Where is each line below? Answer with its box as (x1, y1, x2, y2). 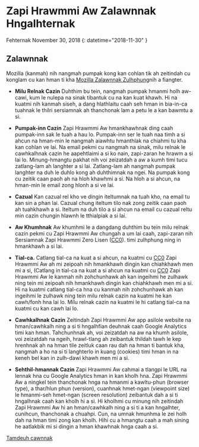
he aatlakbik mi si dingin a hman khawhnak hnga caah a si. (14, 423, 159, 430)
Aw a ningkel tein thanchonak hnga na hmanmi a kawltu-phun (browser (14, 378, 189, 386)
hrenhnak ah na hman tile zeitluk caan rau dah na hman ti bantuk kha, (14, 342, 185, 349)
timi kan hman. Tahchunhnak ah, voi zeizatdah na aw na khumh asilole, (14, 329, 189, 336)
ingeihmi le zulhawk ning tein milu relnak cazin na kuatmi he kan (14, 292, 172, 299)
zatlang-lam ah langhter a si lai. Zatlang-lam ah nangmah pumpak (14, 162, 176, 169)
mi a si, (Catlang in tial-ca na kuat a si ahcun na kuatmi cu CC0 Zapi (14, 266, 181, 274)
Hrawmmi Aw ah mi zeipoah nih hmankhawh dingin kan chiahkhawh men (14, 260, 193, 268)
